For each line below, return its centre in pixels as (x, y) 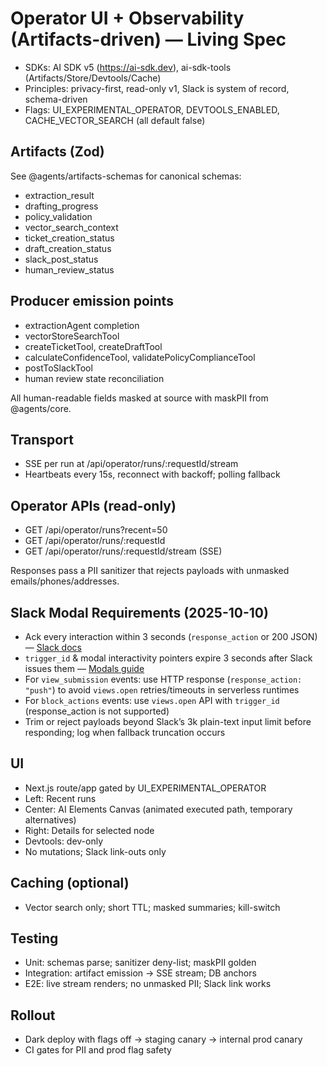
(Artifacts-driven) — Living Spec (148, 39)
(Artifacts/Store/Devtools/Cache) (93, 78)
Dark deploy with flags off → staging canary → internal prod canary (163, 1039)
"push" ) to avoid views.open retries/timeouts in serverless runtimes (162, 690)
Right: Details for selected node (89, 830)
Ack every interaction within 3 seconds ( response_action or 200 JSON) (171, 636)
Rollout (33, 1015)
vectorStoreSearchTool (72, 336)
